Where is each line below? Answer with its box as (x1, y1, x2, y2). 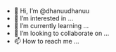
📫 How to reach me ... (13, 37, 79, 45)
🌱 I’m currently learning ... (13, 22, 89, 30)
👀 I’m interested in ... (13, 14, 74, 22)
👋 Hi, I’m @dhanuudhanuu (13, 7, 90, 15)
